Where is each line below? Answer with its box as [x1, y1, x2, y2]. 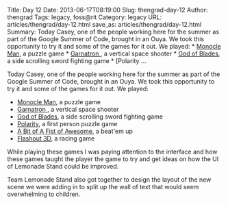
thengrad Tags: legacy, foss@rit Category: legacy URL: [7, 13, 162, 21]
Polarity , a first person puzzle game [16, 120, 118, 128]
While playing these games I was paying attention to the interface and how [7, 147, 218, 156]
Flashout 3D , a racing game [16, 134, 95, 143]
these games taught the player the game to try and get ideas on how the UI [7, 155, 219, 163]
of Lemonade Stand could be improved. [7, 162, 119, 170]
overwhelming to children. [7, 190, 81, 198]
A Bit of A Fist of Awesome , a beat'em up [16, 127, 134, 135]
